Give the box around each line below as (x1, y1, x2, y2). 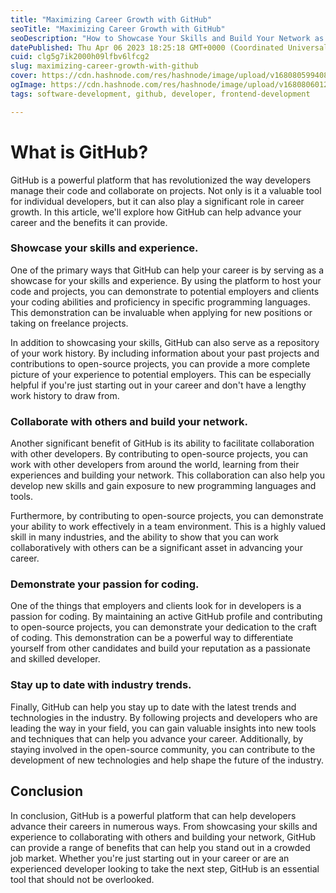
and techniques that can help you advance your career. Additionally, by (10, 732, 304, 745)
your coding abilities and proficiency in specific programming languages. (10, 296, 311, 308)
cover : (10, 71, 38, 81)
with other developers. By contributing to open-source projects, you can (10, 448, 308, 460)
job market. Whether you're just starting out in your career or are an (10, 852, 290, 864)
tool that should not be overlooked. (10, 873, 155, 885)
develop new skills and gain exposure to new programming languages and (10, 480, 317, 492)
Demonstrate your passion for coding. (10, 577, 200, 591)
